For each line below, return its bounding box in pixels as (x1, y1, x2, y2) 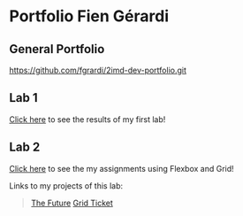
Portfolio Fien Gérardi (9, 6, 170, 27)
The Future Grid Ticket (30, 197, 113, 208)
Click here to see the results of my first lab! (9, 113, 166, 125)
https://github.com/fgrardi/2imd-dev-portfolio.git (9, 65, 187, 75)
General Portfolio (9, 42, 105, 57)
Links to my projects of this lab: (9, 180, 124, 191)
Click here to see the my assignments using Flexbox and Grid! (9, 163, 234, 174)
